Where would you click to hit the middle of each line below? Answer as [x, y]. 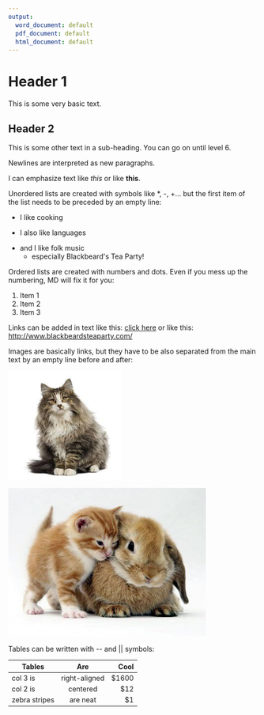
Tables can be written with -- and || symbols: [81, 649]
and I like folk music [52, 248]
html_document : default [54, 42]
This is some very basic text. [55, 104]
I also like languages [53, 233]
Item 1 [29, 295]
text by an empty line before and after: [70, 359]
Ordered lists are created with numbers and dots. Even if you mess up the [128, 272]
